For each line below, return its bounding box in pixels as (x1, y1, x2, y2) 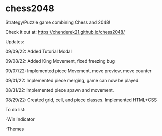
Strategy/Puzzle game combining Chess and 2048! (5, 19, 111, 25)
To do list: (5, 106, 26, 112)
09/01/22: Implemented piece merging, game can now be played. (5, 77, 140, 83)
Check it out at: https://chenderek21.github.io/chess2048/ (5, 29, 125, 35)
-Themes (5, 126, 24, 132)
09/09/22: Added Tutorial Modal (5, 48, 72, 54)
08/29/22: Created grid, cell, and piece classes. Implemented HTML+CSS (5, 97, 157, 103)
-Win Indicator (5, 116, 35, 122)
